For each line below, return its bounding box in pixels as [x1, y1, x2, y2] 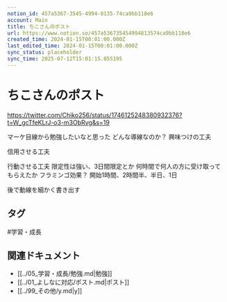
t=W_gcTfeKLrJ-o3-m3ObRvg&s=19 [7, 118, 110, 126]
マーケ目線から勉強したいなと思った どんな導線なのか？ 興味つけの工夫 [7, 133, 212, 141]
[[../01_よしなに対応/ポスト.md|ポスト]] [17, 278, 130, 287]
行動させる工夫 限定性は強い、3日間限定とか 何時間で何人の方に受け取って [7, 162, 221, 170]
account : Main [7, 17, 49, 24]
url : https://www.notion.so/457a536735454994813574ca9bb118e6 [7, 29, 191, 37]
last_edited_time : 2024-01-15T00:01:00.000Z [7, 42, 138, 49]
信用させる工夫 [7, 147, 50, 156]
